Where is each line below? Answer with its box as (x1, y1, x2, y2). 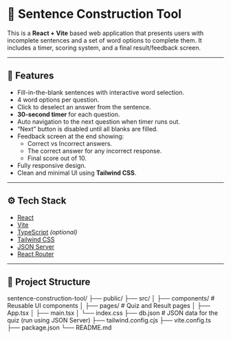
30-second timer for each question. (16, 110, 120, 118)
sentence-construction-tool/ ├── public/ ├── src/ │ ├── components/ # (7, 294, 215, 303)
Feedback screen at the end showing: (16, 132, 124, 140)
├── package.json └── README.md (7, 323, 112, 332)
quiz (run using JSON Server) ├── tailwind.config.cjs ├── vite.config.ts (7, 316, 212, 325)
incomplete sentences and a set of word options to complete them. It (7, 36, 203, 44)
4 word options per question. (16, 96, 100, 104)
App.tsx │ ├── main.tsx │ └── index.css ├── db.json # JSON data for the (7, 309, 219, 317)
